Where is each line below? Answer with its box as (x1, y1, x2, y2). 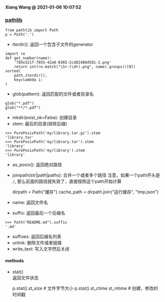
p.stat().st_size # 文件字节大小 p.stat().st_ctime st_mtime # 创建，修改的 (12, 285, 158, 291)
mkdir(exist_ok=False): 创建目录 (12, 115, 77, 121)
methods (5, 257, 24, 263)
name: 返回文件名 (12, 199, 48, 205)
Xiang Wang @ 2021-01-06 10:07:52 (5, 4, 82, 10)
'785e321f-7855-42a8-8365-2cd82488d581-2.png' (14, 60, 112, 65)
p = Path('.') (5, 32, 35, 37)
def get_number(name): (5, 56, 52, 61)
